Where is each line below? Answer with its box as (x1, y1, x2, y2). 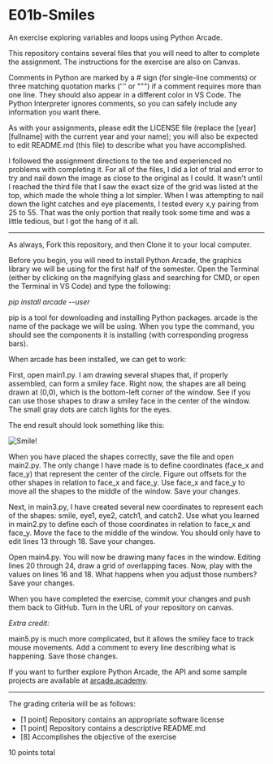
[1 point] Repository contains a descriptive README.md (19, 723, 206, 732)
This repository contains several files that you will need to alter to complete (8, 48, 260, 58)
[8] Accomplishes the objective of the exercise (19, 732, 177, 741)
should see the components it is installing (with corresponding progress (8, 330, 249, 339)
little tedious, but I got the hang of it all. (8, 216, 140, 226)
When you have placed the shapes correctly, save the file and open (8, 451, 234, 461)
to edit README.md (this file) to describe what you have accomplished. (8, 140, 247, 149)
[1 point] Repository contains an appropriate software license (19, 714, 225, 724)
